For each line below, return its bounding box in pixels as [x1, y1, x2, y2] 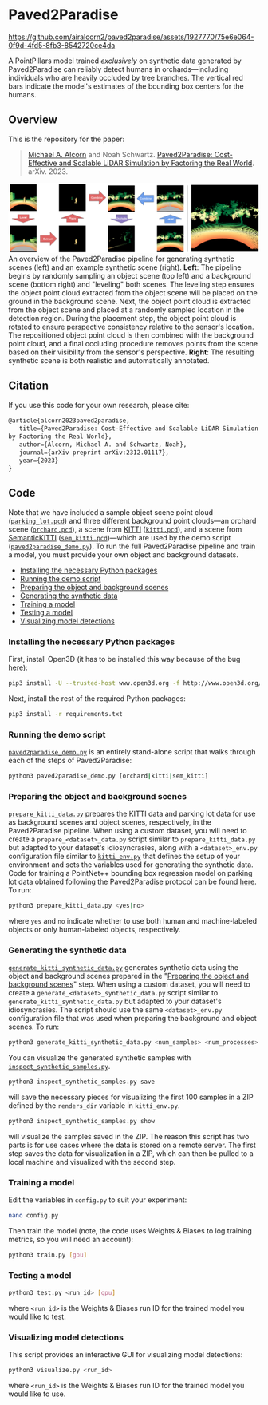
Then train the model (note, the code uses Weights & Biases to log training [8, 1226, 253, 1236]
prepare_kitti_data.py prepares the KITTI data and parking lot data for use [8, 809, 256, 819]
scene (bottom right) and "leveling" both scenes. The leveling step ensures [8, 279, 255, 289]
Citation [8, 379, 49, 393]
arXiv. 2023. [27, 166, 69, 176]
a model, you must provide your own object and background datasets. [8, 549, 239, 560]
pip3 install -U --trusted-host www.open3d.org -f [8, 679, 180, 687]
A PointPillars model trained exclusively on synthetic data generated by [8, 56, 242, 65]
